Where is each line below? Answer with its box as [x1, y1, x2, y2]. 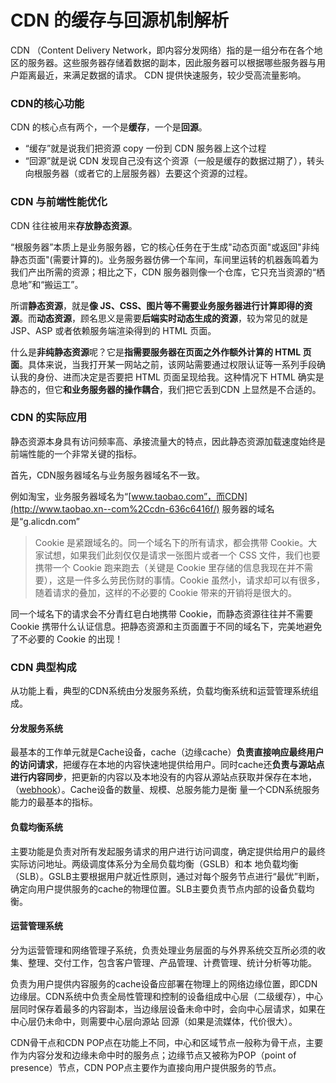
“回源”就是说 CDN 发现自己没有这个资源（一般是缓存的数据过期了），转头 [24, 155, 325, 167]
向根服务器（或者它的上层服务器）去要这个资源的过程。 [24, 167, 253, 180]
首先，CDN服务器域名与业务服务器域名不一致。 [10, 469, 205, 481]
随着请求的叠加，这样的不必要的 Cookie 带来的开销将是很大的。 [34, 586, 297, 598]
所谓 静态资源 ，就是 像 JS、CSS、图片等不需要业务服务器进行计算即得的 [10, 299, 305, 311]
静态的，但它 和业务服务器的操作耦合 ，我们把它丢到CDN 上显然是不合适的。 [10, 383, 322, 395]
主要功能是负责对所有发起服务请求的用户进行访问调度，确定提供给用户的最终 [10, 845, 326, 857]
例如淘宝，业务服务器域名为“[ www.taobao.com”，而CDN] [10, 490, 248, 502]
